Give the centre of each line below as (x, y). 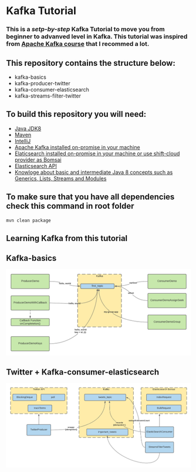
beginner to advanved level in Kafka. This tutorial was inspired (97, 36)
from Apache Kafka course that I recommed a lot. (78, 44)
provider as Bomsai (38, 159)
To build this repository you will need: (76, 114)
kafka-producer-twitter (42, 83)
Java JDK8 (28, 128)
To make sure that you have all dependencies (90, 197)
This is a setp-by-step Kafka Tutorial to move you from (86, 29)
